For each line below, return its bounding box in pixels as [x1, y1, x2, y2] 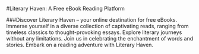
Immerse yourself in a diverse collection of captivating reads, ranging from [6, 23, 189, 29]
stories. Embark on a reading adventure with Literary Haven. [6, 41, 153, 48]
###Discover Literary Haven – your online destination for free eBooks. [6, 16, 178, 23]
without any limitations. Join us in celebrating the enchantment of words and [6, 35, 194, 42]
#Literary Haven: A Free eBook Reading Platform [6, 5, 125, 12]
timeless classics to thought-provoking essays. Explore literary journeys [6, 29, 182, 36]
